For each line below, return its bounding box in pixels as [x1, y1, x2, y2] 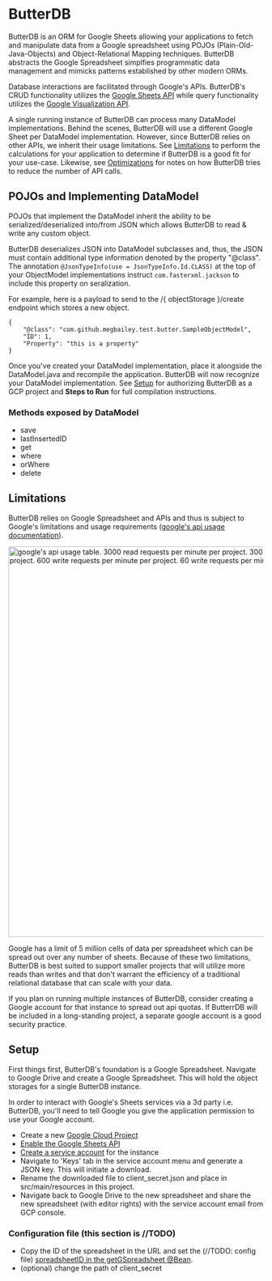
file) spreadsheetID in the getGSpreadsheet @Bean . [19, 1254, 193, 1264]
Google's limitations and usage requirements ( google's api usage [8, 521, 225, 531]
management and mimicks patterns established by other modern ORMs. [8, 66, 249, 75]
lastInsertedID [19, 434, 67, 443]
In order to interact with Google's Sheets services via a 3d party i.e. [8, 1097, 233, 1107]
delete [19, 469, 42, 478]
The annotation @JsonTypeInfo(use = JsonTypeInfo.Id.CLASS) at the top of [8, 261, 257, 271]
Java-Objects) [8, 49, 57, 58]
